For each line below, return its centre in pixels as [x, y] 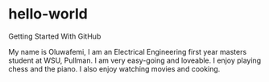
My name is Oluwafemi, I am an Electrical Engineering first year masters [128, 51]
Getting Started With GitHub [55, 36]
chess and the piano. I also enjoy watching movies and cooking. [114, 68]
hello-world [48, 14]
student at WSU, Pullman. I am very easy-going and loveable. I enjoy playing [135, 60]
